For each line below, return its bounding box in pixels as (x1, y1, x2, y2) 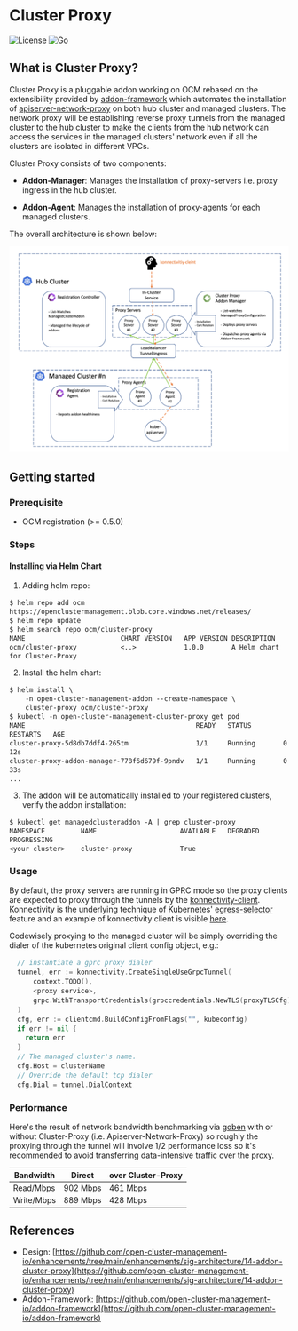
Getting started (9, 469, 96, 484)
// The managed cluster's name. (17, 1052, 137, 1062)
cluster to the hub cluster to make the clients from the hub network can (9, 122, 269, 132)
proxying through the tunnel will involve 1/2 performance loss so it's (9, 1141, 257, 1152)
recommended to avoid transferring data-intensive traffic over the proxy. (9, 1150, 275, 1160)
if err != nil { (17, 1024, 77, 1033)
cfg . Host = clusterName (17, 1062, 105, 1071)
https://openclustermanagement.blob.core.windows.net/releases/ (9, 608, 252, 617)
